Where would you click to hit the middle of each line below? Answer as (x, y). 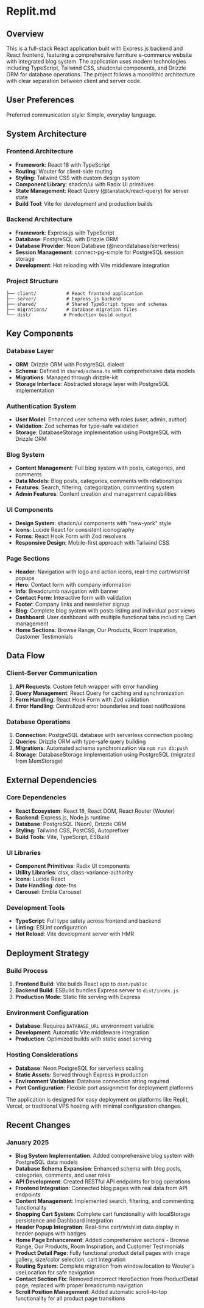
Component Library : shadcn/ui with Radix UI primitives (84, 184)
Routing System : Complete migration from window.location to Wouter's (105, 1266)
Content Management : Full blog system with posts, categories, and (100, 468)
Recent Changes (39, 1125)
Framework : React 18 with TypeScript (62, 165)
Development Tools (36, 907)
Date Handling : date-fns (46, 885)
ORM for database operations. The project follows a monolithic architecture (101, 74)
